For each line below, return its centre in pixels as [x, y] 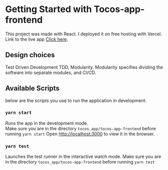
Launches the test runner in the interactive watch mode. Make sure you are [83, 156]
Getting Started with [49, 9]
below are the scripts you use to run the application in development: [76, 100]
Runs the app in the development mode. [47, 123]
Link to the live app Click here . [37, 39]
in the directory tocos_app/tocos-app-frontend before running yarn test [80, 162]
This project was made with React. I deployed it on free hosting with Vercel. [84, 34]
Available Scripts [32, 88]
